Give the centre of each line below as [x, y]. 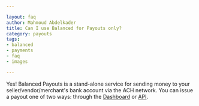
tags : [13, 40]
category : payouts [29, 34]
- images [17, 61]
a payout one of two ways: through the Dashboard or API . [77, 96]
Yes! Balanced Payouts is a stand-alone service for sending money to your [98, 84]
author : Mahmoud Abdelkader [41, 22]
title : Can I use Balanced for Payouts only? [64, 28]
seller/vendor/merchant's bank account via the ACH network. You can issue [100, 90]
